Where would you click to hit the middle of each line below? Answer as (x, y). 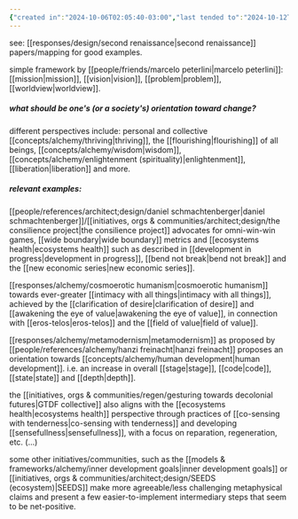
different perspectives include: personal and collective (109, 130)
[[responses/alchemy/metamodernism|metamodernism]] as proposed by (142, 340)
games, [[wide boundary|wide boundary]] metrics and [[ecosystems (134, 240)
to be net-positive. (43, 506)
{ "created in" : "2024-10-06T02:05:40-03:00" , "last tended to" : (126, 17)
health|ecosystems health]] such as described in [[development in (130, 248)
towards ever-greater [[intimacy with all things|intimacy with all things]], (141, 295)
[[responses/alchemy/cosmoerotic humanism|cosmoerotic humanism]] (139, 285)
